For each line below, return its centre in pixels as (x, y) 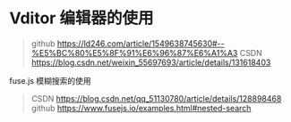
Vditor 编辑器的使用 (81, 18)
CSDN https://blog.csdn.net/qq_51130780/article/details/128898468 (156, 98)
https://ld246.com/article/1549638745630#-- (141, 43)
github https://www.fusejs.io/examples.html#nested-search (141, 108)
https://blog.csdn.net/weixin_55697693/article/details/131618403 (151, 62)
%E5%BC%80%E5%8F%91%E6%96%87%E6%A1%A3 (134, 53)
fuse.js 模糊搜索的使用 (50, 80)
